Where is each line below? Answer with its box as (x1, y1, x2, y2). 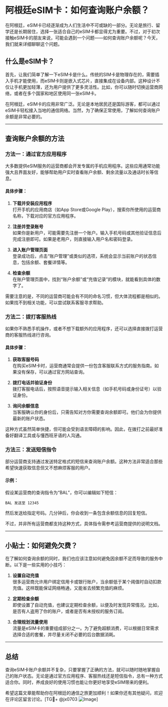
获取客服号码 (12, 356, 39, 362)
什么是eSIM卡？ (5, 57, 54, 66)
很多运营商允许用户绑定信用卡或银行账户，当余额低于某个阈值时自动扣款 (12, 579, 161, 585)
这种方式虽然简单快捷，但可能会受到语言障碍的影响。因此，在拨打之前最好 (5, 426, 158, 432)
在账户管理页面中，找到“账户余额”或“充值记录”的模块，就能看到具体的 (12, 276, 156, 282)
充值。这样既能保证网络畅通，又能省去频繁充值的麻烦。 (12, 585, 126, 591)
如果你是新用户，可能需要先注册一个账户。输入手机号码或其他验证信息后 (12, 230, 161, 236)
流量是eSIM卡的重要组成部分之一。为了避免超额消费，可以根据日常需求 (12, 625, 159, 631)
